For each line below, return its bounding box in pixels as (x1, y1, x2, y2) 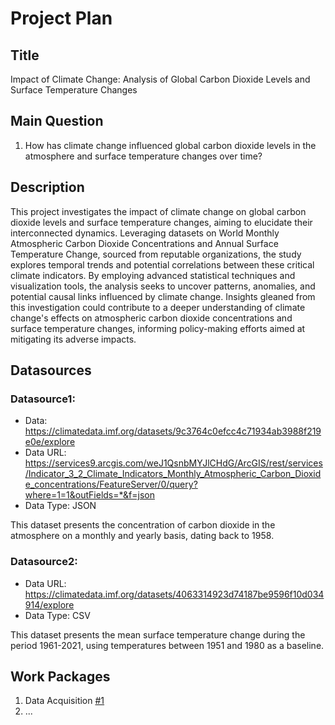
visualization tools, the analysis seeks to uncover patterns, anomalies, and (10, 280, 316, 292)
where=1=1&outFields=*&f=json (24, 489, 155, 501)
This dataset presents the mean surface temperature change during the (10, 628, 306, 641)
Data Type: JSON (24, 500, 97, 512)
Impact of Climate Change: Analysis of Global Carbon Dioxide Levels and (10, 73, 311, 85)
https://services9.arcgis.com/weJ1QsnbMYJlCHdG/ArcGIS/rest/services (24, 457, 323, 469)
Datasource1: (10, 392, 76, 406)
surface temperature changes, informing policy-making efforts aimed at (10, 322, 306, 334)
